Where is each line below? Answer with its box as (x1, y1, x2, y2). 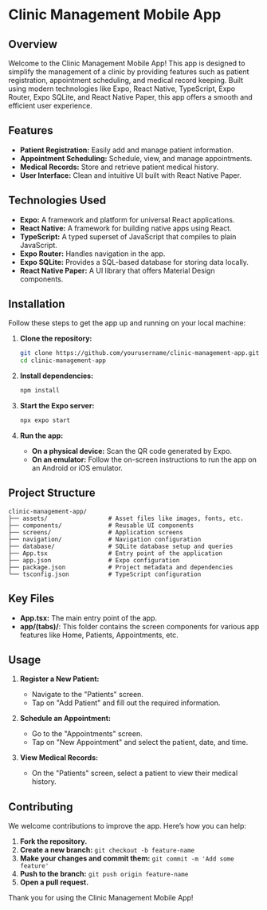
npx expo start (19, 416, 71, 424)
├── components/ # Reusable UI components (8, 521, 194, 530)
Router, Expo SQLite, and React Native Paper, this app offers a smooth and (8, 93, 253, 101)
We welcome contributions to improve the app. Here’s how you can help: (8, 821, 247, 831)
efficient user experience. (8, 101, 93, 110)
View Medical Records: (19, 753, 98, 762)
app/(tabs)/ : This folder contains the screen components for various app (19, 621, 260, 631)
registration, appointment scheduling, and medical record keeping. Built (8, 76, 244, 85)
